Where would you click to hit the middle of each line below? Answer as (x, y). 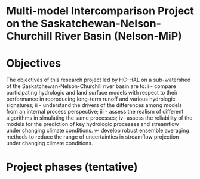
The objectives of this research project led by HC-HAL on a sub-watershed (99, 80)
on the (22, 23)
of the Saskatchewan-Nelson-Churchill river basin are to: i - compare (91, 86)
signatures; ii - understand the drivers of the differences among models (94, 105)
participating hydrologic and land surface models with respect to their (92, 93)
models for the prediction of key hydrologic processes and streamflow (93, 124)
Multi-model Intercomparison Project (100, 11)
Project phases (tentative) (72, 167)
